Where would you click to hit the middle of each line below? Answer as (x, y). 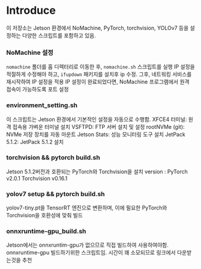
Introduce (31, 11)
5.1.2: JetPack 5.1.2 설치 (35, 141)
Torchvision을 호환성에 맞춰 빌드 (44, 215)
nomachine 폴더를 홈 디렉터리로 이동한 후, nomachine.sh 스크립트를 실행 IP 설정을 (100, 67)
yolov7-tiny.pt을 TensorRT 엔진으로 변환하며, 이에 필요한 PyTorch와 (87, 208)
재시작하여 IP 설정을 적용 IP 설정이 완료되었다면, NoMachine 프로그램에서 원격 (98, 82)
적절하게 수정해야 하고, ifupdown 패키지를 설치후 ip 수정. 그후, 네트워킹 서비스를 (99, 74)
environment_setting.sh (42, 105)
